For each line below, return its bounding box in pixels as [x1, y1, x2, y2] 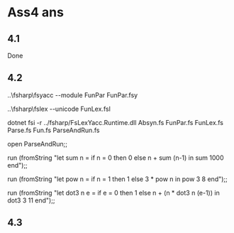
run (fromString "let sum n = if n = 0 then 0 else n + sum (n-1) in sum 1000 [7, 153, 224, 162]
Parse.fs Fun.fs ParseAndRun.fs [7, 126, 100, 134]
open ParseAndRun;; [7, 139, 68, 148]
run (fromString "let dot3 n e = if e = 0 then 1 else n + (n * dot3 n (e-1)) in [7, 188, 220, 197]
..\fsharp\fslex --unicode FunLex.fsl [7, 104, 111, 113]
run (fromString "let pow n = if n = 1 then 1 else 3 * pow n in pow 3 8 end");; [7, 175, 228, 183]
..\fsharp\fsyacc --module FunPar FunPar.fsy [7, 90, 138, 99]
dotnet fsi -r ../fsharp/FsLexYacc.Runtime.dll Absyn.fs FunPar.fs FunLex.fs [7, 118, 223, 126]
